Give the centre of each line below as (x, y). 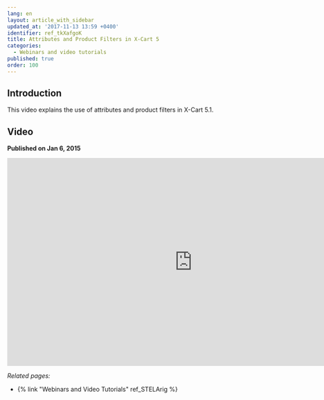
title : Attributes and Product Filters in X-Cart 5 (83, 40)
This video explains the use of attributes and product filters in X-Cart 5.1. (110, 110)
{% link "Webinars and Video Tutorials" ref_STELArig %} (97, 390)
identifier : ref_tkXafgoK (44, 33)
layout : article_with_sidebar (51, 20)
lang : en (20, 14)
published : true (30, 59)
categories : (24, 46)
